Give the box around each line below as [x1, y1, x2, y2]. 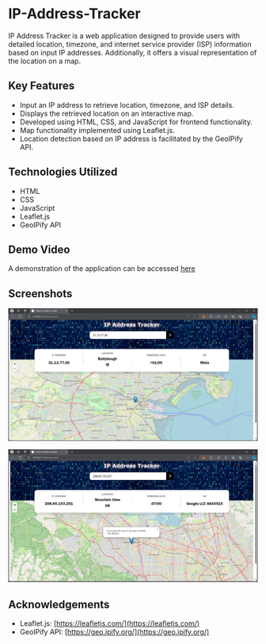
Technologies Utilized [8, 166, 118, 179]
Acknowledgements [8, 597, 110, 611]
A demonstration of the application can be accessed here [8, 264, 196, 273]
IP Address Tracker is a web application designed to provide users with [8, 31, 240, 40]
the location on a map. [8, 56, 82, 66]
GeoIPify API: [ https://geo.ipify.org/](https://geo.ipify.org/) [19, 627, 210, 636]
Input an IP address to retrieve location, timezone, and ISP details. [19, 100, 235, 109]
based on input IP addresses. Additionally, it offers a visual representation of [8, 48, 257, 57]
